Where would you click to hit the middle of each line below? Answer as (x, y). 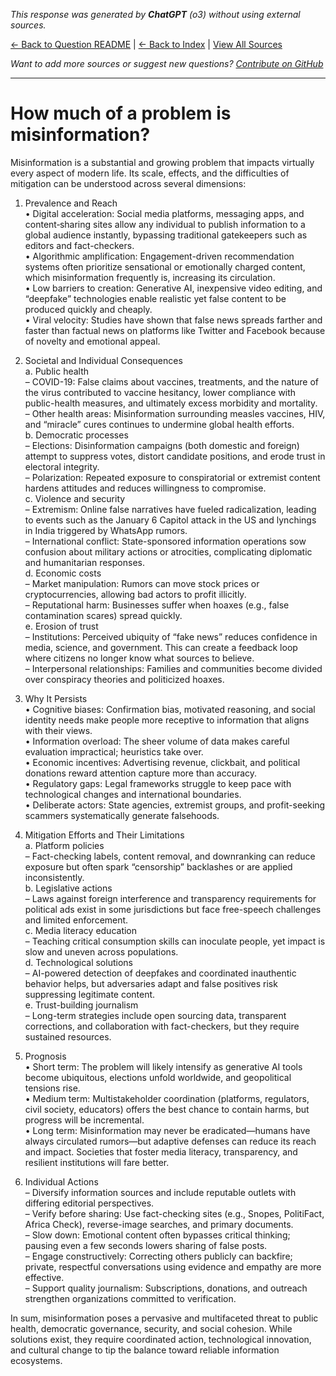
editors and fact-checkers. (79, 245)
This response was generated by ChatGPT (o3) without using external (155, 14)
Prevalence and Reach (71, 203)
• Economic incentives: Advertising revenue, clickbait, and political (162, 762)
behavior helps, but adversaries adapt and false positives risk (151, 983)
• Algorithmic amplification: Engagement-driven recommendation (159, 256)
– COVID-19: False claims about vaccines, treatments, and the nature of (172, 381)
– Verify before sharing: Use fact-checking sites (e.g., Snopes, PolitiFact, (174, 1213)
